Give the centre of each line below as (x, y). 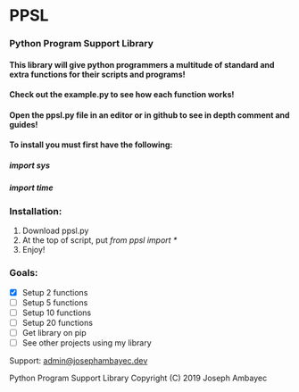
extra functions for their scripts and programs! (97, 74)
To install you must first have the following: (91, 145)
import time (31, 188)
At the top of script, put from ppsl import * (100, 240)
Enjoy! (33, 250)
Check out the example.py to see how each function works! (122, 95)
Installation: (36, 211)
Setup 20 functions (58, 322)
